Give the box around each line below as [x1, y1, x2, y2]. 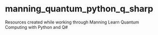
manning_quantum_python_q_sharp [5, 3, 154, 14]
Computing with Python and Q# [5, 24, 68, 30]
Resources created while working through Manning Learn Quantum [5, 19, 140, 25]
